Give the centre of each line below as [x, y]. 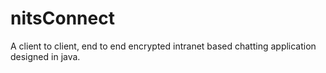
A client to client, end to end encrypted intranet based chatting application [163, 46]
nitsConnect [62, 18]
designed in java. [45, 56]
